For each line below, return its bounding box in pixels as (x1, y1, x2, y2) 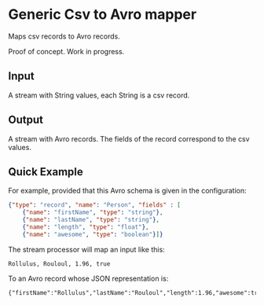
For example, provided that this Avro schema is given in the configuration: (8, 186, 247, 196)
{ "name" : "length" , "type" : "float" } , (22, 223, 149, 231)
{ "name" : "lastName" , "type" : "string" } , (22, 216, 159, 224)
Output (8, 113, 43, 127)
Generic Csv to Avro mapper (8, 6, 197, 24)
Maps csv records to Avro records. (8, 31, 120, 41)
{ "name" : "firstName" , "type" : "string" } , (22, 208, 163, 217)
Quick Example (8, 165, 84, 178)
